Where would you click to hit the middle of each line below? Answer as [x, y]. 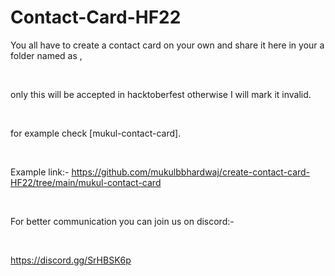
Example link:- [40, 172]
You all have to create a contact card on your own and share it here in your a [167, 45]
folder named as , [46, 55]
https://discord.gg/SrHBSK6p [71, 260]
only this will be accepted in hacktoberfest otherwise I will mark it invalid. [161, 94]
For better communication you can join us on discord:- [122, 221]
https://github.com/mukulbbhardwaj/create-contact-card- [191, 172]
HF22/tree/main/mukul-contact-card [86, 182]
